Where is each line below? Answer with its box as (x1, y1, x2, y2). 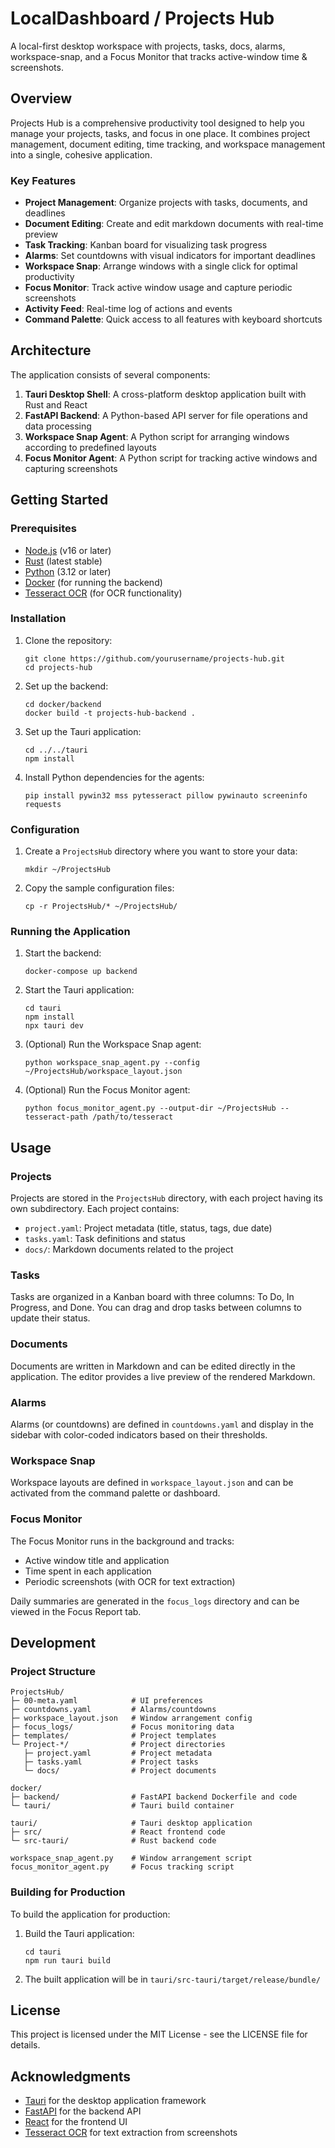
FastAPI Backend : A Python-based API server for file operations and (24, 409, 308, 421)
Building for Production (10, 1885, 126, 1899)
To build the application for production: (10, 1908, 171, 1920)
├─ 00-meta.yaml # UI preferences (10, 1696, 203, 1706)
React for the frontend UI (24, 2116, 128, 2128)
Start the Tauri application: (24, 984, 135, 996)
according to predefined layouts (24, 441, 157, 453)
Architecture (10, 342, 92, 359)
